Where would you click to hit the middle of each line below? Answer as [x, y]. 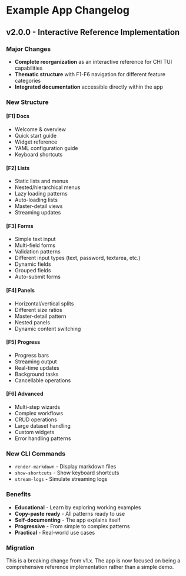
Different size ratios [39, 310]
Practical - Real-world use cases [55, 532]
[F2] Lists [18, 168]
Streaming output [36, 362]
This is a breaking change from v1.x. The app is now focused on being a [93, 560]
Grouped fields [33, 271]
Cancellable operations [43, 380]
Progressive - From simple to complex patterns [72, 526]
